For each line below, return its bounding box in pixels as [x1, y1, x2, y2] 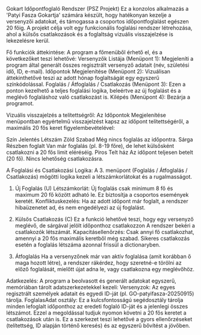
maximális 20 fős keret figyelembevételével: [6, 124, 116, 131]
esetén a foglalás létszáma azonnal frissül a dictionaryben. [14, 241, 161, 248]
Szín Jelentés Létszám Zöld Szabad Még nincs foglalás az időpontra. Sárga [6, 136, 193, 143]
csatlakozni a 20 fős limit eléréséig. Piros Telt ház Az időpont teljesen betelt [6, 149, 194, 156]
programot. [6, 100, 34, 107]
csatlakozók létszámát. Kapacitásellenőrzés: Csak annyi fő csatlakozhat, [14, 229, 194, 235]
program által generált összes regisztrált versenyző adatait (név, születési [6, 61, 190, 69]
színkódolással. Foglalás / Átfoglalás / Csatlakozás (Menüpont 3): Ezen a [6, 81, 186, 88]
